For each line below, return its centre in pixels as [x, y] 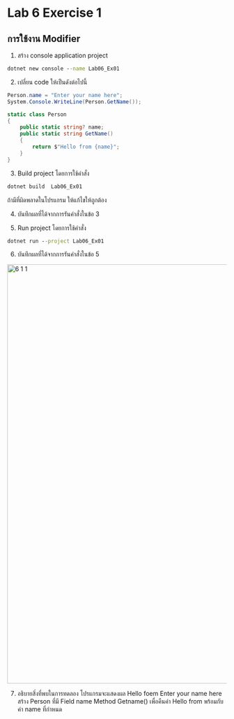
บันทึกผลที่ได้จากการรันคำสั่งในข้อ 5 [58, 254]
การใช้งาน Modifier [44, 39]
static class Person [37, 114]
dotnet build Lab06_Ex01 [45, 187]
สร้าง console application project [62, 55]
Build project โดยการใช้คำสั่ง [53, 173]
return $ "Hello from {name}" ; [76, 147]
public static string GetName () [67, 134]
